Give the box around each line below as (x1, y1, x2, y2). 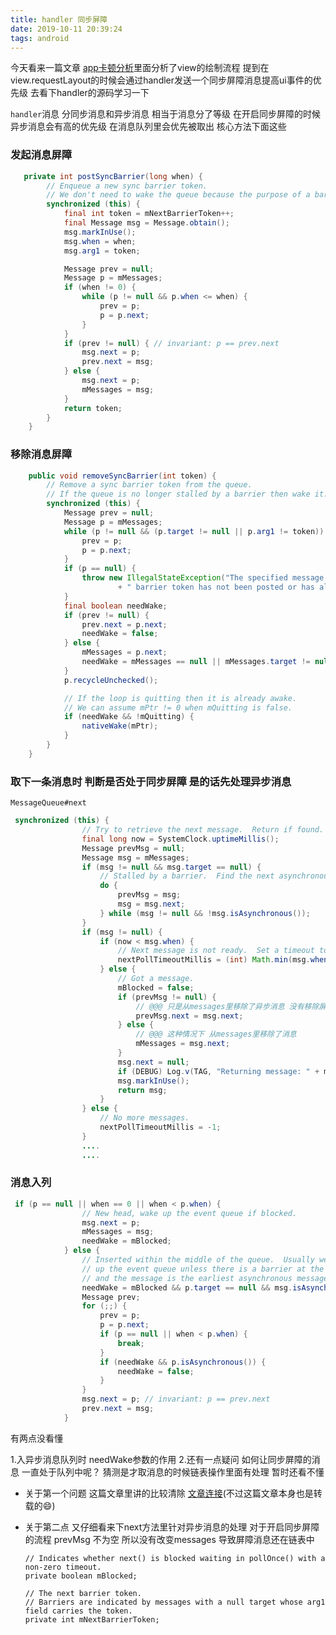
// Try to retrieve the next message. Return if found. (81, 825, 325, 835)
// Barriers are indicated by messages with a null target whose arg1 (24, 1597, 326, 1607)
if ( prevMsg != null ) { (117, 992, 217, 1002)
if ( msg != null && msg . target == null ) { (81, 862, 262, 872)
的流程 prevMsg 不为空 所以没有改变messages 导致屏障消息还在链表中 (24, 1533, 315, 1545)
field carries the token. (24, 1606, 133, 1616)
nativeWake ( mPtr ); (81, 721, 159, 731)
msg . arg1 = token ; (63, 246, 141, 256)
